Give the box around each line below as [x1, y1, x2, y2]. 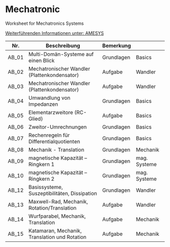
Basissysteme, [28, 183, 63, 190]
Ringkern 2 [28, 175, 55, 182]
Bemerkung [102, 42, 132, 49]
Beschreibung [45, 42, 80, 49]
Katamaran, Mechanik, [28, 227, 82, 234]
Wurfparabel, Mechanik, [28, 213, 86, 220]
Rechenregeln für [28, 132, 70, 139]
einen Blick [28, 57, 55, 64]
